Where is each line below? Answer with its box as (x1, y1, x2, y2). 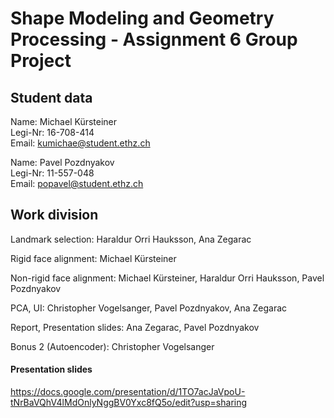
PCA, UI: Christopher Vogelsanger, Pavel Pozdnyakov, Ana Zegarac (10, 302, 288, 314)
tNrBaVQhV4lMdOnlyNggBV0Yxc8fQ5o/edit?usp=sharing (10, 397, 248, 409)
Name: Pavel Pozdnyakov (10, 157, 115, 168)
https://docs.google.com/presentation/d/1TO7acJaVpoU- (10, 386, 246, 398)
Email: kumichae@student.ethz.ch (10, 137, 151, 149)
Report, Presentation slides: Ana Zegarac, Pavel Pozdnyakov (10, 321, 260, 333)
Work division (10, 207, 99, 224)
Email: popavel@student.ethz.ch (10, 178, 144, 189)
